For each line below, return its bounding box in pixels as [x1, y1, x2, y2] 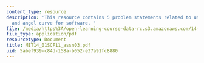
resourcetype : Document [6, 37, 67, 43]
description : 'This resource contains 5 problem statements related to [6, 14, 191, 20]
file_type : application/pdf [6, 31, 78, 37]
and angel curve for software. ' [12, 20, 97, 26]
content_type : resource [6, 8, 67, 15]
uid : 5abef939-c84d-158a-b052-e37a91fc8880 [6, 48, 118, 54]
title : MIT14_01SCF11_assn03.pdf [6, 43, 91, 49]
